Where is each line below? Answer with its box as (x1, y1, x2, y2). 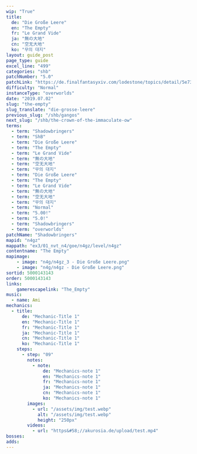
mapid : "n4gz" (6, 237, 41, 243)
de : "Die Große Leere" (11, 19, 67, 25)
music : (6, 292, 22, 298)
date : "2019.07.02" (6, 95, 54, 101)
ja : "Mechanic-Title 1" (21, 330, 80, 336)
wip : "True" (6, 8, 35, 15)
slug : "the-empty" (6, 101, 51, 107)
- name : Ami (11, 297, 41, 303)
